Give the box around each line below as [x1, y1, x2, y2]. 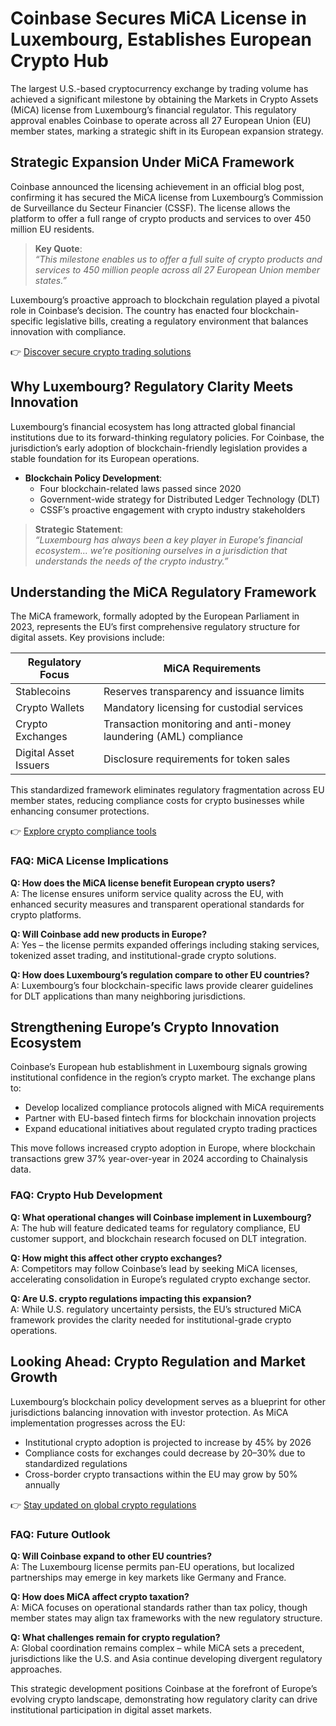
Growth [10, 1369, 58, 1386]
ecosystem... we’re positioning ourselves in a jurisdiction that [34, 544, 288, 556]
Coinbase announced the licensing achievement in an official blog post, [10, 180, 305, 192]
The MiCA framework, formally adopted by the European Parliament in [10, 610, 300, 622]
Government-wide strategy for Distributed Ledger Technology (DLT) [39, 493, 321, 505]
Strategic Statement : [34, 523, 124, 535]
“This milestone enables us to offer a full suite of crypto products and [34, 253, 323, 265]
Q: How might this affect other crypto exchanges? [10, 1252, 223, 1264]
